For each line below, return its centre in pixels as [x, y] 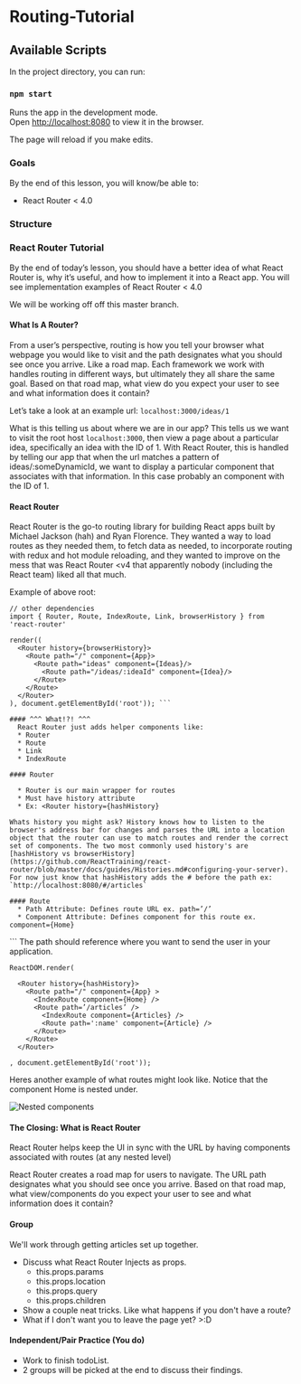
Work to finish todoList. [66, 1360]
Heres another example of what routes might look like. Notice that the [139, 1080]
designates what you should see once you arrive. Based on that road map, [148, 1184]
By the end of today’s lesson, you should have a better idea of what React [146, 268]
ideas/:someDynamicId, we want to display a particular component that [142, 466]
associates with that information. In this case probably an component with [147, 476]
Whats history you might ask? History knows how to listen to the [137, 823]
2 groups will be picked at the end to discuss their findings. [132, 1370]
